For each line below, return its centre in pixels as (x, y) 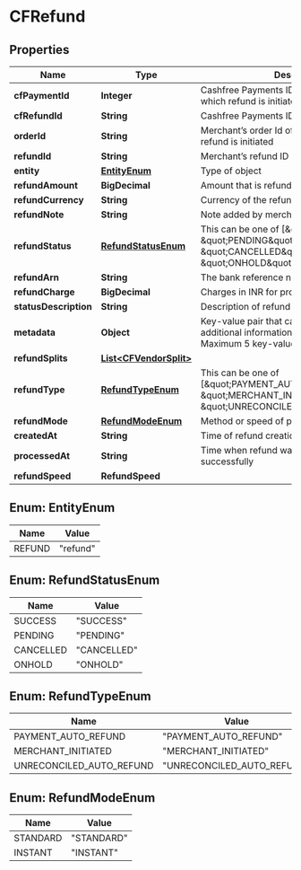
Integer (116, 96)
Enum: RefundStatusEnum (85, 580)
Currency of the (233, 200)
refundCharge (44, 292)
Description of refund (245, 307)
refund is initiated (237, 141)
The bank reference (242, 277)
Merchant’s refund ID (245, 156)
